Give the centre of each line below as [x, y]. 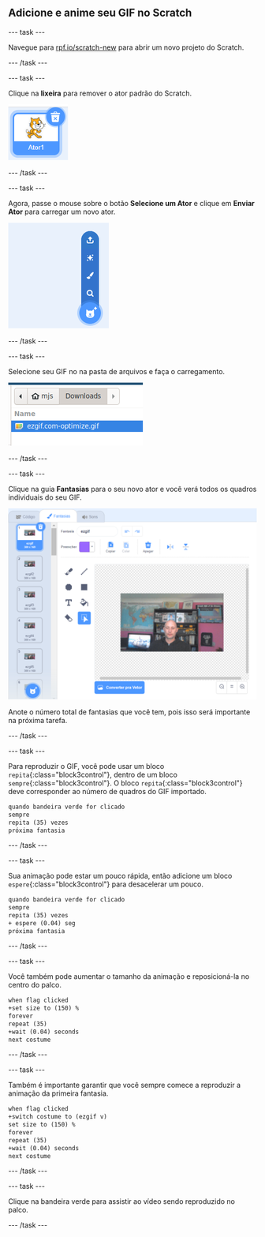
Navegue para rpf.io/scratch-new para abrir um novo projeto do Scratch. [126, 47]
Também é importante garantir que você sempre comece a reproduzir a [125, 1085]
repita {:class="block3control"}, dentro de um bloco [93, 774]
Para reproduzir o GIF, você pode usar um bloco [86, 766]
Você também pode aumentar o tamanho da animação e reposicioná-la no [129, 976]
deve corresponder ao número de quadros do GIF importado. [107, 791]
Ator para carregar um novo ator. [62, 212]
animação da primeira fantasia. [58, 1093]
